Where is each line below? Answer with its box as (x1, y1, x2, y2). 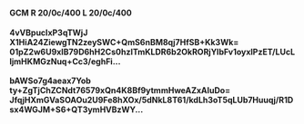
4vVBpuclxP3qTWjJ (9, 27, 88, 38)
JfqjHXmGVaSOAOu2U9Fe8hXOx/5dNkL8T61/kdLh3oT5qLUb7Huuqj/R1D (9, 95, 294, 106)
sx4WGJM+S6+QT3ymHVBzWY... (9, 104, 144, 115)
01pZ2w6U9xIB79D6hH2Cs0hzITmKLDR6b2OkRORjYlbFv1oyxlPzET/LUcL (9, 46, 296, 58)
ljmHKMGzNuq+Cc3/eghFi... (9, 56, 121, 67)
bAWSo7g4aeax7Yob (9, 75, 91, 86)
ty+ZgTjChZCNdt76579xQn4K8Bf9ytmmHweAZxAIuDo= (9, 85, 231, 96)
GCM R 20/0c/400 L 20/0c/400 (9, 7, 132, 18)
